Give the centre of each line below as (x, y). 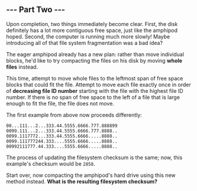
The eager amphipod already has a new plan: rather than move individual (95, 54)
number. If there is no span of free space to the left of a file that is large (93, 97)
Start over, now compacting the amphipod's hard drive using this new (91, 175)
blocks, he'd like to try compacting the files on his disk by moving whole (94, 60)
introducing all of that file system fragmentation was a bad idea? (85, 43)
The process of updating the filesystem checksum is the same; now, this (94, 157)
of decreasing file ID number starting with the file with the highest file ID (95, 90)
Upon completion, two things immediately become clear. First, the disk (92, 24)
